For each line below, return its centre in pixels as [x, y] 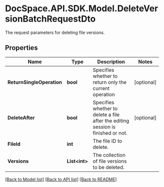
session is [104, 127]
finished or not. [110, 133]
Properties [21, 48]
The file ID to [107, 141]
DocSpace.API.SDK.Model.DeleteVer [82, 9]
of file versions [110, 161]
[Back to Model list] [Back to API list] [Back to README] [61, 179]
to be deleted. [108, 167]
